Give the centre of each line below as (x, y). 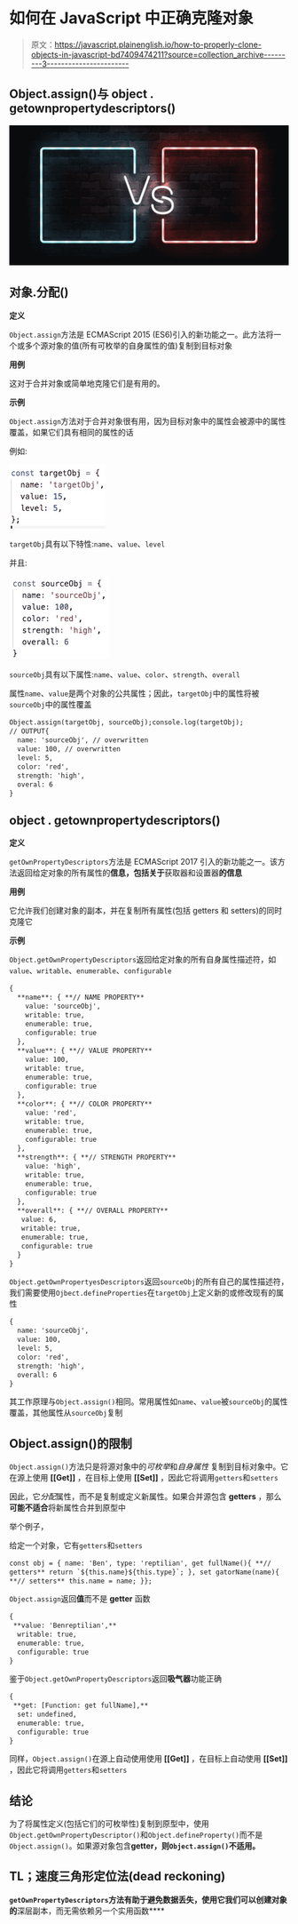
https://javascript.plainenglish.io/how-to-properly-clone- (158, 44)
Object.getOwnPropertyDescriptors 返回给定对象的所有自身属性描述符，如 (143, 960)
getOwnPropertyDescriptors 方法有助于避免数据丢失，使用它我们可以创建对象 (148, 1899)
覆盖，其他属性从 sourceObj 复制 (66, 1413)
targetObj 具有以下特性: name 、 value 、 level (87, 544)
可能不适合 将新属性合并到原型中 (67, 1508)
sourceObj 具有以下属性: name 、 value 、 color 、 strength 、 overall (125, 674)
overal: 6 (35, 784)
